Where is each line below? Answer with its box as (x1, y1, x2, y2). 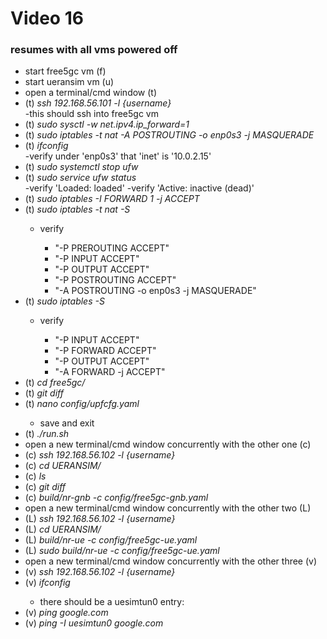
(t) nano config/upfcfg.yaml (24, 398, 140, 410)
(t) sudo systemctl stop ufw (24, 161, 139, 173)
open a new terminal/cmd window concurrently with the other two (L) (24, 502, 312, 514)
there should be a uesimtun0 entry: (39, 596, 185, 608)
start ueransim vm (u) (24, 76, 115, 88)
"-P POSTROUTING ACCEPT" (54, 274, 177, 286)
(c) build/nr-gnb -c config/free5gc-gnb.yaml (24, 492, 209, 504)
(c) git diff (24, 481, 67, 493)
